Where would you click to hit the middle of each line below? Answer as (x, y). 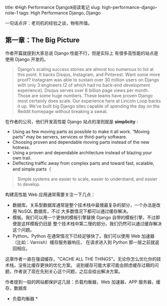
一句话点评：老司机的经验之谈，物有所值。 (49, 23)
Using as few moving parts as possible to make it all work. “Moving (81, 131)
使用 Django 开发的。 (27, 59)
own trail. (22, 158)
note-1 (12, 13)
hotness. (21, 147)
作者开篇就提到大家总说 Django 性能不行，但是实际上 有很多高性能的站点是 (82, 53)
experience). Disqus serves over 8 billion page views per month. (83, 90)
